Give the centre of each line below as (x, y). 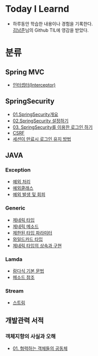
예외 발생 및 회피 (29, 195)
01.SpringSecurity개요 (35, 114)
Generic (15, 208)
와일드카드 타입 (28, 239)
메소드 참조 (24, 278)
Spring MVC (25, 72)
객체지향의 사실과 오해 (30, 336)
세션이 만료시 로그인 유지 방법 (42, 139)
